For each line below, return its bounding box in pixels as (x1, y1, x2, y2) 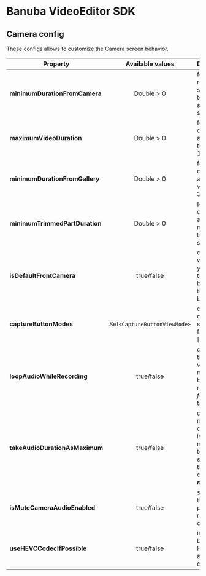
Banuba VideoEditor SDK (6, 4, 136, 18)
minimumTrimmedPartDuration (9, 219, 102, 227)
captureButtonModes (9, 320, 74, 328)
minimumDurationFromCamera (9, 89, 102, 98)
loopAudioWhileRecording (9, 372, 88, 381)
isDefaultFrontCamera (9, 272, 75, 280)
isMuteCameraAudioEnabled (9, 503, 96, 511)
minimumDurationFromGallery (9, 175, 100, 183)
